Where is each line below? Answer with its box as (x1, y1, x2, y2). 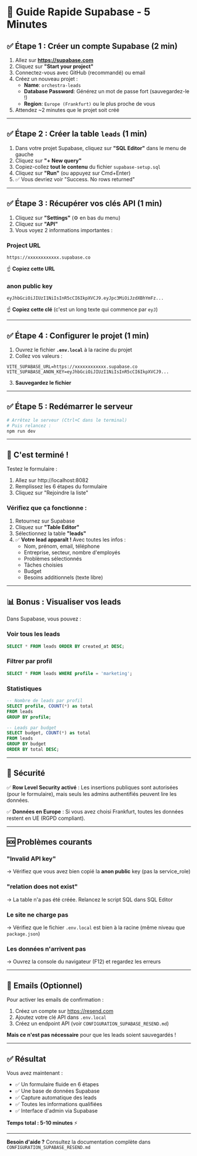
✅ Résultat (6, 1054, 46, 1064)
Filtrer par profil (6, 657, 52, 665)
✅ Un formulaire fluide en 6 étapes (15, 1080, 99, 1087)
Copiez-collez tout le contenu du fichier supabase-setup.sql (15, 163, 161, 170)
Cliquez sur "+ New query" (15, 157, 82, 164)
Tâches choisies (23, 561, 63, 568)
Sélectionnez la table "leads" (15, 530, 87, 537)
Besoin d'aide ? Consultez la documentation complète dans (6, 1138, 151, 1145)
